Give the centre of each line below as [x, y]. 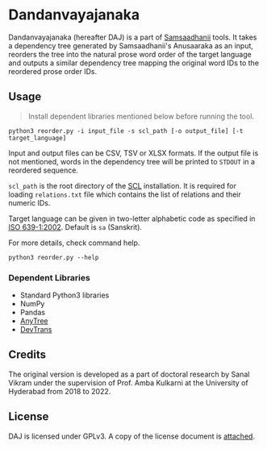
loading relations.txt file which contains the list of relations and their [125, 194]
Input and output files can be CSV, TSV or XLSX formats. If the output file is [133, 153]
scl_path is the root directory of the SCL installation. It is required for [122, 185]
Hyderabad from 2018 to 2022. [60, 391]
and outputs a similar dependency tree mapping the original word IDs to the [134, 63]
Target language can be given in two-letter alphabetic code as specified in [132, 218]
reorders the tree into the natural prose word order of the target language [130, 54]
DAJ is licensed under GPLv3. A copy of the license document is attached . [132, 436]
